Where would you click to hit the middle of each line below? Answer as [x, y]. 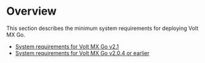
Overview [32, 11]
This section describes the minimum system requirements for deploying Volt [102, 28]
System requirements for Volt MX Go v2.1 [67, 46]
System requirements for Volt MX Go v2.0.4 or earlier [82, 53]
